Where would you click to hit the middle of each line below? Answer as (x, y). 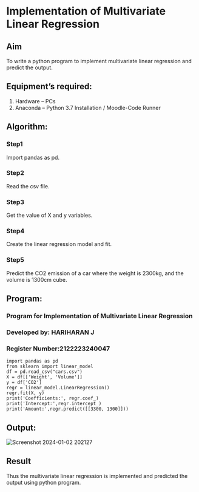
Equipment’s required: (49, 87)
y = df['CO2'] (24, 383)
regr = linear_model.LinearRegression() (58, 388)
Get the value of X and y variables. (49, 215)
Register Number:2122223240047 (58, 349)
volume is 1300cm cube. (37, 279)
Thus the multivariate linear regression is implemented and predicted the (97, 476)
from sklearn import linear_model (50, 367)
